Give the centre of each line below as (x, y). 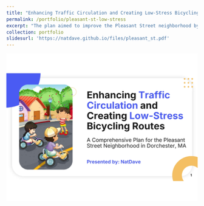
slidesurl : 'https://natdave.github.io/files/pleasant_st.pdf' (88, 39)
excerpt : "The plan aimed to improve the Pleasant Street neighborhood (99, 26)
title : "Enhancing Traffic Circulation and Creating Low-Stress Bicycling (103, 13)
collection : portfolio (35, 32)
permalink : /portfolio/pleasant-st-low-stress (66, 19)
